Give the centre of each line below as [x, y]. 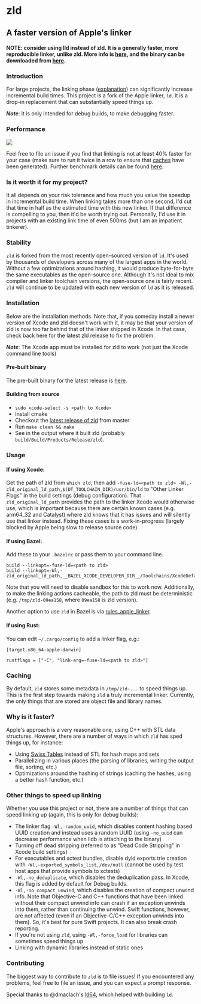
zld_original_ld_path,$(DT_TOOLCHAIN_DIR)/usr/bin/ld [75, 490]
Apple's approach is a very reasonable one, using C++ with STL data [91, 730]
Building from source [33, 394]
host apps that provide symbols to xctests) [67, 871]
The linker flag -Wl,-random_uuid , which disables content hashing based [103, 826]
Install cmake [31, 414]
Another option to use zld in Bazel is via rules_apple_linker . [79, 612]
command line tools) [31, 353]
